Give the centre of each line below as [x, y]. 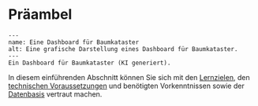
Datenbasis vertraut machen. [55, 94]
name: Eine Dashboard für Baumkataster [74, 42]
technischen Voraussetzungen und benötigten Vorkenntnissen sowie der [126, 86]
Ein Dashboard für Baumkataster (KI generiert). [90, 63]
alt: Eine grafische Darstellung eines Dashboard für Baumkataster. [123, 49]
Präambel [40, 15]
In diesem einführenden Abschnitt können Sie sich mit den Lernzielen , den [129, 77]
